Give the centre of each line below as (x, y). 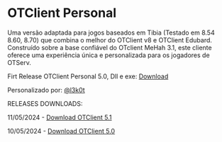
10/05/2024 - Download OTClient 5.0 (61, 131)
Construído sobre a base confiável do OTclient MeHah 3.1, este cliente (110, 47)
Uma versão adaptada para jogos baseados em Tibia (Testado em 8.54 (111, 32)
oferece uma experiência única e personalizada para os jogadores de (109, 55)
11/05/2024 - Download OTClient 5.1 (60, 117)
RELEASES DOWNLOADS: (45, 103)
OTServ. (20, 62)
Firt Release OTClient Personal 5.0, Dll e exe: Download (88, 76)
